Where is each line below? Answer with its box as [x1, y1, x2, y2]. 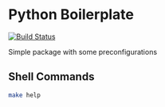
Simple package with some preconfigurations [8, 47, 158, 56]
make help [8, 91, 41, 99]
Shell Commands [8, 70, 95, 84]
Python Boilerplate [8, 6, 134, 24]
